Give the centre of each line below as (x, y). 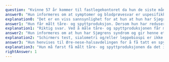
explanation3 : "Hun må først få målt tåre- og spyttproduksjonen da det (83, 47)
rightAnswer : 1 (21, 51)
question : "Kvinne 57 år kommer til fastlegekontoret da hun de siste (81, 10)
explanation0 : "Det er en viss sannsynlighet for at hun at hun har (78, 19)
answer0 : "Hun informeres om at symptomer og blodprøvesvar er (73, 14)
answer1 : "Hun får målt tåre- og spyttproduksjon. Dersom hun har (76, 24)
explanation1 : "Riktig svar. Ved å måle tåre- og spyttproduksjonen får (83, 28)
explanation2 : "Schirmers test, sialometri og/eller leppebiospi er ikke (84, 38)
